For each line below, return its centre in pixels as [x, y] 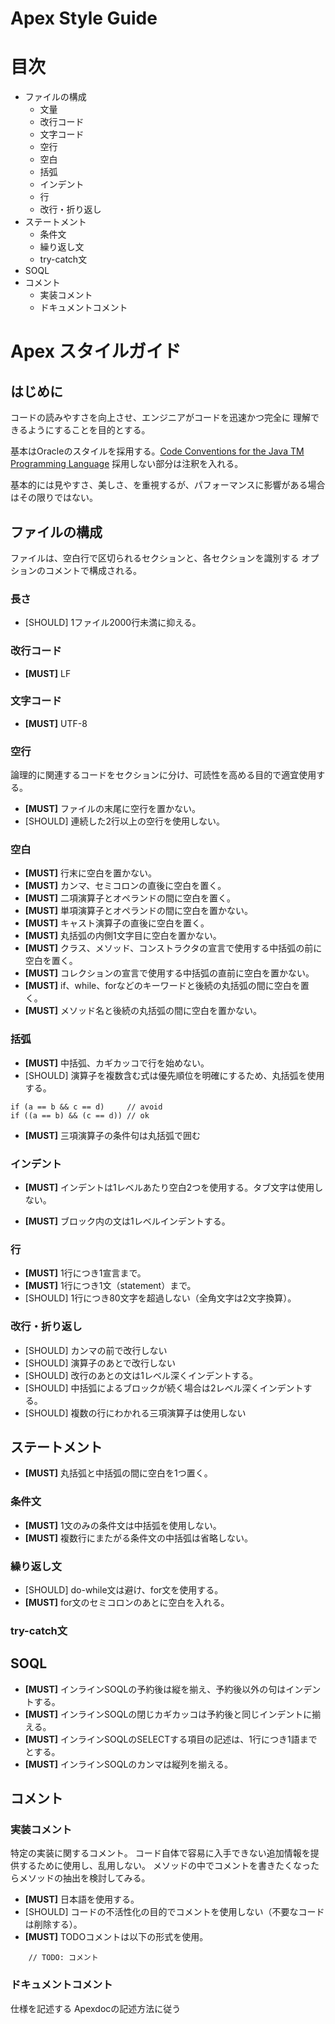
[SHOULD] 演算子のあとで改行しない [100, 1363]
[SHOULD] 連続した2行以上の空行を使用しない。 [125, 821]
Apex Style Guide [84, 18]
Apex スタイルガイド [96, 351]
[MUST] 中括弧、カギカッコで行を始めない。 [117, 1063]
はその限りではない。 [54, 498]
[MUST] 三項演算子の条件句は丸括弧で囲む [112, 1135]
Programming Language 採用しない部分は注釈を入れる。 [127, 464]
